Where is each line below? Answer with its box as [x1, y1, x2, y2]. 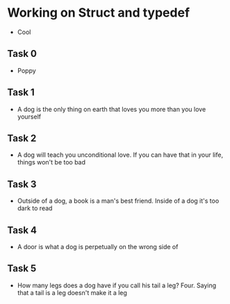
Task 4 [7, 224, 37, 236]
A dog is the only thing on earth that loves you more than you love [17, 105, 206, 113]
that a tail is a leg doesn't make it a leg [17, 288, 127, 296]
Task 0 [7, 48, 37, 60]
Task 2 [7, 132, 37, 144]
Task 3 [7, 178, 37, 190]
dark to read [17, 204, 53, 212]
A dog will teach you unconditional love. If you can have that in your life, [17, 151, 224, 159]
